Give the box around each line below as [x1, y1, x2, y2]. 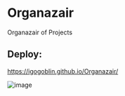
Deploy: [7, 48, 42, 60]
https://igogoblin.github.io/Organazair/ [7, 67, 119, 75]
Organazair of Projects [7, 28, 72, 36]
